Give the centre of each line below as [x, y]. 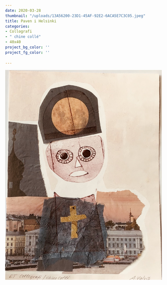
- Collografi [19, 32]
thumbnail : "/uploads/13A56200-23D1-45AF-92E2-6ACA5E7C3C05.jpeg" [75, 16]
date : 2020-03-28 [23, 10]
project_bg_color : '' [28, 47]
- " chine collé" [23, 37]
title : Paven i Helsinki [31, 21]
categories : [17, 26]
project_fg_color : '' [28, 52]
